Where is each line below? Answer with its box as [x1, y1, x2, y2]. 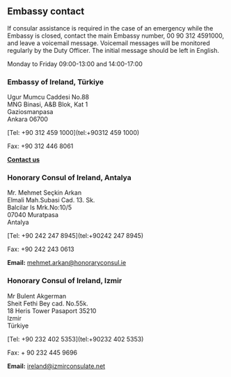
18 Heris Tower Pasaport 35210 [7, 306, 97, 315]
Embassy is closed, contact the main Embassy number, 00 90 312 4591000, [7, 31, 225, 40]
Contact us [7, 156, 40, 164]
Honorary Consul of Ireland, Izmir [7, 276, 122, 286]
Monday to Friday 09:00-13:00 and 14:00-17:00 [7, 59, 143, 68]
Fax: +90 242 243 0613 [7, 245, 74, 253]
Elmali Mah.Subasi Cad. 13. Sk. [7, 196, 95, 204]
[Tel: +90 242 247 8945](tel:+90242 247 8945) [7, 232, 144, 240]
